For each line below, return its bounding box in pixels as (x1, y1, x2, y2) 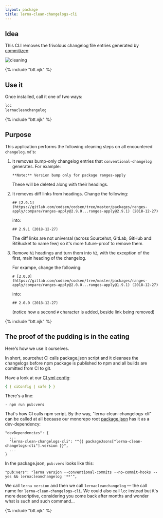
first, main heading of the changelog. (12, 255, 87, 261)
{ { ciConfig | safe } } (5, 384, 55, 389)
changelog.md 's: (5, 149, 36, 154)
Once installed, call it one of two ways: (5, 94, 83, 100)
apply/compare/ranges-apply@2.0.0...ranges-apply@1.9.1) (12, 282, 130, 288)
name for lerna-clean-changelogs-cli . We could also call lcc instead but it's (5, 488, 158, 494)
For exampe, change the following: (12, 264, 82, 270)
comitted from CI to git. (5, 365, 52, 371)
